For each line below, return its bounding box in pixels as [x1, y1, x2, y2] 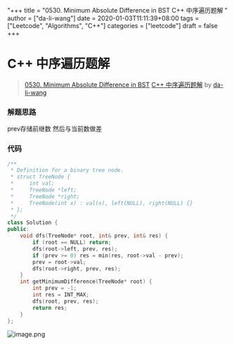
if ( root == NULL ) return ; [32, 239, 112, 246]
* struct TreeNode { [10, 173, 71, 181]
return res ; [32, 304, 68, 311]
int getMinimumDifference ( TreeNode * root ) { [20, 278, 152, 285]
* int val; [10, 180, 55, 187]
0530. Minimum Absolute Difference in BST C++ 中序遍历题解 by [24, 80, 212, 89]
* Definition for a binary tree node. [10, 167, 124, 174]
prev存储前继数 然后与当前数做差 [7, 125, 103, 133]
